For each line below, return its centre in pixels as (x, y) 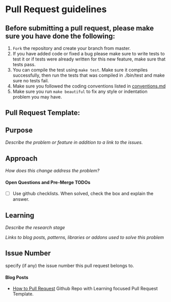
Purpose (19, 130)
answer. (21, 199)
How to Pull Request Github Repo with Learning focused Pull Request (85, 289)
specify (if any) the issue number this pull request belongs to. (70, 265)
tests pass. (24, 64)
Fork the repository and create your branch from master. (72, 48)
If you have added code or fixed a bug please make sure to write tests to (89, 54)
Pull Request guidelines (56, 9)
